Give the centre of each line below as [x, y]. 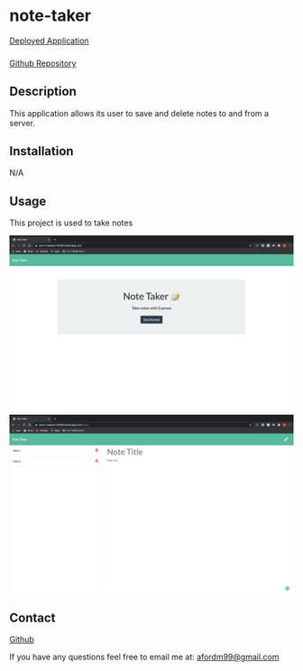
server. [23, 123]
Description [43, 92]
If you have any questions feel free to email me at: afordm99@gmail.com [144, 657]
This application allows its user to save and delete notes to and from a [139, 113]
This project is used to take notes [71, 223]
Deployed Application [49, 41]
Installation [41, 151]
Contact [32, 617]
